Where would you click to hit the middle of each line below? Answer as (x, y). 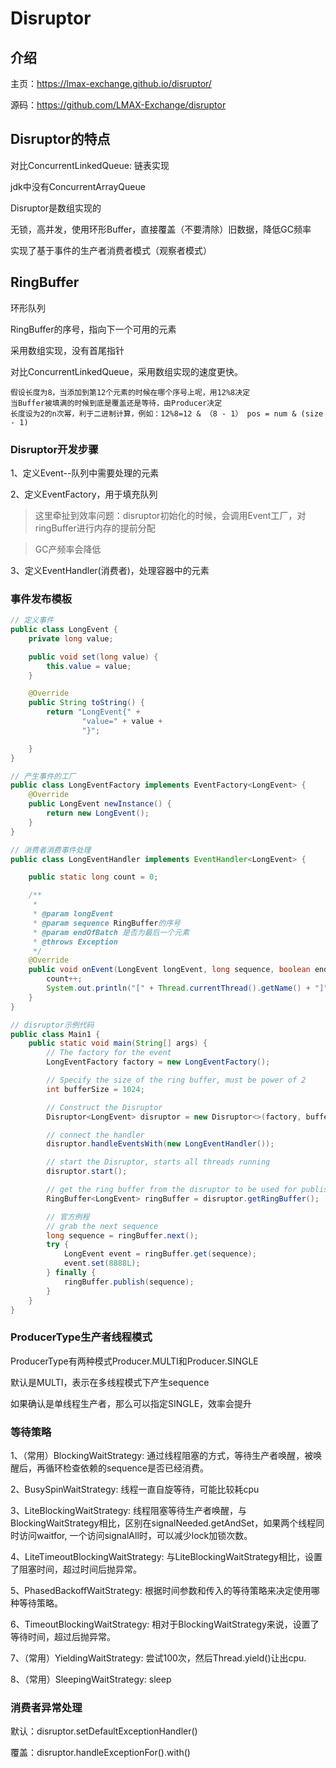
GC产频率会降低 (68, 549)
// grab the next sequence (102, 1226)
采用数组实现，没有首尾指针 (67, 350)
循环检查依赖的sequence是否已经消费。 (126, 1468)
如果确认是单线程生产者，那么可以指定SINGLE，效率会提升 (131, 1403)
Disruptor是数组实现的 (56, 208)
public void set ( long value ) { (93, 657)
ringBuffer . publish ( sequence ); (129, 1282)
